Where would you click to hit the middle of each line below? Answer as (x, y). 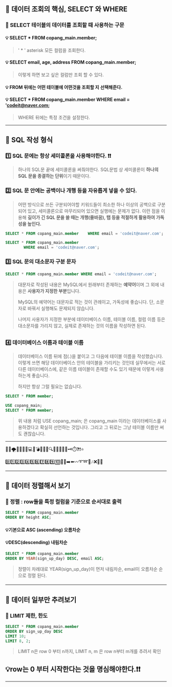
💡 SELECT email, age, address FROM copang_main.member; (71, 62)
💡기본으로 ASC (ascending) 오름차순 (43, 530)
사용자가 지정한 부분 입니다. (54, 291)
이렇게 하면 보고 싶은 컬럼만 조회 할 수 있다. (61, 75)
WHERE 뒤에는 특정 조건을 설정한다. (54, 117)
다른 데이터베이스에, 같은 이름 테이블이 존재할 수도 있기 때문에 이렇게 (86, 369)
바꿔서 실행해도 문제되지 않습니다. (61, 309)
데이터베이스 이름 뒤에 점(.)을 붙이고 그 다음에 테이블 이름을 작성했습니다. (90, 356)
